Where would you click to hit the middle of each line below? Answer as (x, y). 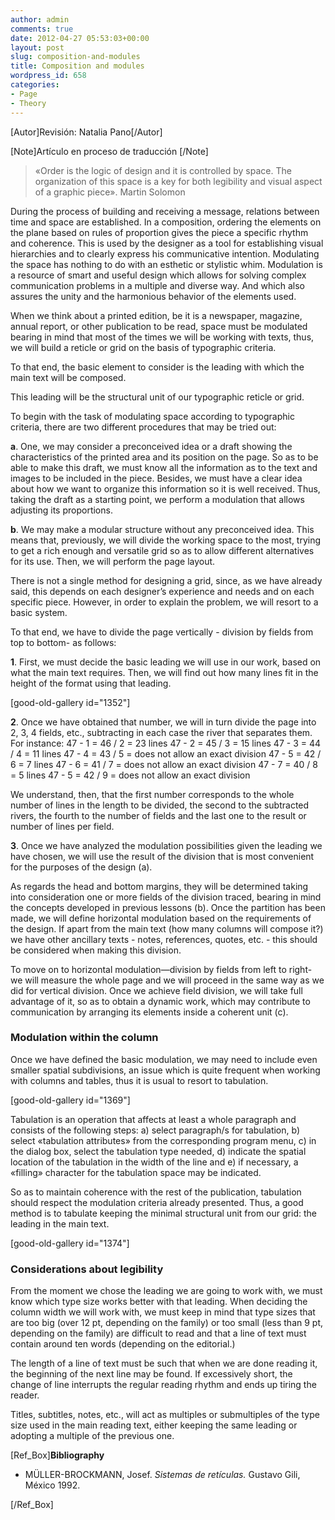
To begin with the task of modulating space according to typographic (152, 416)
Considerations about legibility (87, 1269)
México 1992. (52, 1485)
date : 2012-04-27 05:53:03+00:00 (80, 38)
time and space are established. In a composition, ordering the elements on (166, 222)
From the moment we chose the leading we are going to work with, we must (166, 1291)
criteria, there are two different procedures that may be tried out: (143, 427)
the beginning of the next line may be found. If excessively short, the (151, 1374)
